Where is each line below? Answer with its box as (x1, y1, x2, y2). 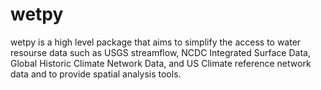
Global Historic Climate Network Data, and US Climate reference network (10, 57, 312, 69)
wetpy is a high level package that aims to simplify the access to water (10, 36, 302, 48)
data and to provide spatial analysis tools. (10, 68, 182, 80)
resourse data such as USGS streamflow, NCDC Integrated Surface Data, (10, 46, 311, 58)
